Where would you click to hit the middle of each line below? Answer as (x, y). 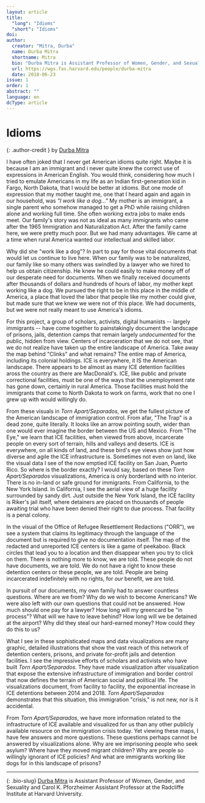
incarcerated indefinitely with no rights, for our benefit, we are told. (91, 578)
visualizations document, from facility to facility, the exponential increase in (101, 686)
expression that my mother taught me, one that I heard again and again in (99, 194)
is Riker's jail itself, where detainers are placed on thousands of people (95, 502)
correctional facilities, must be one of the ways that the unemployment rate (101, 380)
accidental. (20, 706)
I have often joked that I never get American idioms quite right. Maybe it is (99, 162)
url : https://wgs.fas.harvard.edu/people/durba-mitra (81, 69)
